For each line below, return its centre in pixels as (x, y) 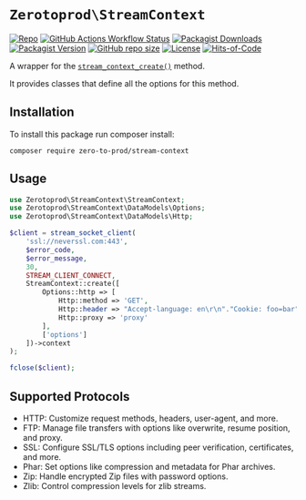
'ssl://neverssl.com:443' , (77, 242)
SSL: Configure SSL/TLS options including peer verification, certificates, (158, 447)
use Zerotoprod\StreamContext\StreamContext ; (97, 199)
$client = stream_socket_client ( (73, 233)
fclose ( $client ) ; (42, 368)
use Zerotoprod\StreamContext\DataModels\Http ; (102, 217)
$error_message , (57, 258)
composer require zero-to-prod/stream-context (99, 151)
